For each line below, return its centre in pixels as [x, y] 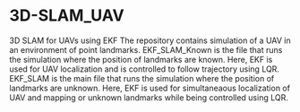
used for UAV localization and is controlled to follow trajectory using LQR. [145, 69]
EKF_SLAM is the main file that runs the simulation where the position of [142, 78]
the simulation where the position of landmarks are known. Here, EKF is [141, 59]
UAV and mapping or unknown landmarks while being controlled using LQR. [149, 97]
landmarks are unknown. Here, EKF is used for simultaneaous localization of [150, 88]
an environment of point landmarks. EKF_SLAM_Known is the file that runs [146, 49]
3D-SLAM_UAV [67, 16]
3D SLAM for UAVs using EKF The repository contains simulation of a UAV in [150, 40]
